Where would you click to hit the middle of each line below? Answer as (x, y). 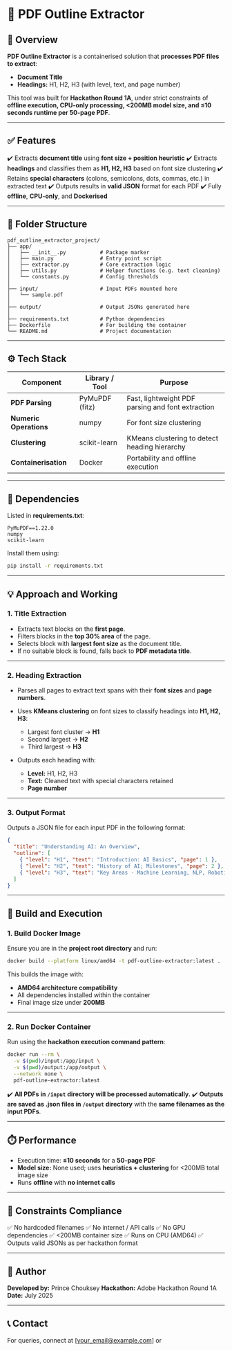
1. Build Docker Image (44, 933)
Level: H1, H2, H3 (52, 773)
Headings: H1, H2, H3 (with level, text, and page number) (99, 84)
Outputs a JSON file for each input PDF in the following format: (96, 827)
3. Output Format (36, 813)
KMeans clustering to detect (173, 438)
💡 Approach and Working (62, 594)
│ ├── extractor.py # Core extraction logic (89, 265)
